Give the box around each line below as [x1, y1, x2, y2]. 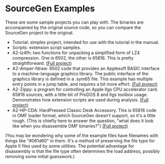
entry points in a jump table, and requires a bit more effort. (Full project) [12, 81, 158, 87]
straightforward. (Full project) [12, 60, 72, 66]
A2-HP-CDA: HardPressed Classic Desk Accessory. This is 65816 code [12, 107, 157, 113]
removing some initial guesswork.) [5, 153, 75, 159]
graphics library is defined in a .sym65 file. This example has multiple [12, 76, 153, 82]
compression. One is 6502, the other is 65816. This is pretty [12, 55, 134, 61]
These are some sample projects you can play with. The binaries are [5, 19, 144, 25]
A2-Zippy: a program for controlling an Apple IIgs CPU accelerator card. [12, 86, 159, 92]
